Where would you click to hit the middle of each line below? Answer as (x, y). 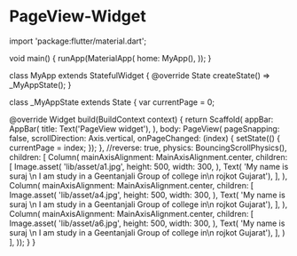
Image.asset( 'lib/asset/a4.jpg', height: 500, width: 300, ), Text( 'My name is (147, 195)
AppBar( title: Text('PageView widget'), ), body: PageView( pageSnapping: (145, 128)
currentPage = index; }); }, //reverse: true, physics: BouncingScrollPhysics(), (148, 148)
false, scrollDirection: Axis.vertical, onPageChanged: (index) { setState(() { (145, 138)
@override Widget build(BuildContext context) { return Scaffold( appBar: (141, 119)
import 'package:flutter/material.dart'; (78, 41)
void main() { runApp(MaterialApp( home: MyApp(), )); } (110, 58)
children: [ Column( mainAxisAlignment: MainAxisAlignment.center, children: (148, 156)
